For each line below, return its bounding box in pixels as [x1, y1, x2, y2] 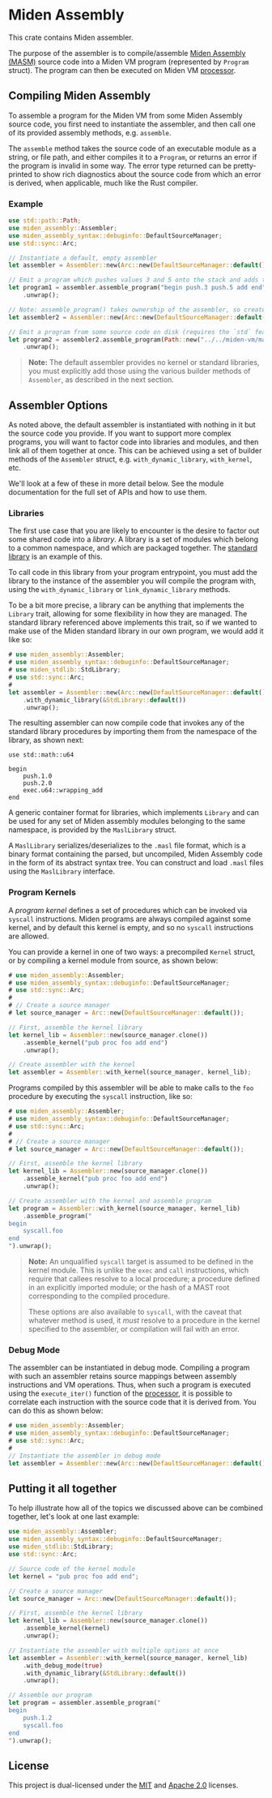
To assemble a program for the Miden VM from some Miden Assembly [8, 110, 243, 120]
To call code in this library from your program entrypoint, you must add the [8, 568, 257, 577]
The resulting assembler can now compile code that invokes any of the [8, 718, 245, 727]
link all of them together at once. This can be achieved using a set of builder [8, 446, 262, 456]
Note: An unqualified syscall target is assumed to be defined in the [28, 1257, 253, 1267]
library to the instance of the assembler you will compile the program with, [8, 576, 257, 586]
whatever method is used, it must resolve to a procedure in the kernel [28, 1315, 261, 1325]
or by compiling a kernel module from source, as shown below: [8, 955, 219, 965]
